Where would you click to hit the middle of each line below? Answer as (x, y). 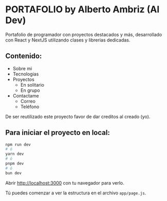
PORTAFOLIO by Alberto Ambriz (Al (82, 9)
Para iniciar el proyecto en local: (58, 133)
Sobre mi (22, 68)
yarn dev (15, 154)
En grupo (30, 90)
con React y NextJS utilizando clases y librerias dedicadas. (68, 40)
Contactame (26, 95)
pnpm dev (15, 164)
